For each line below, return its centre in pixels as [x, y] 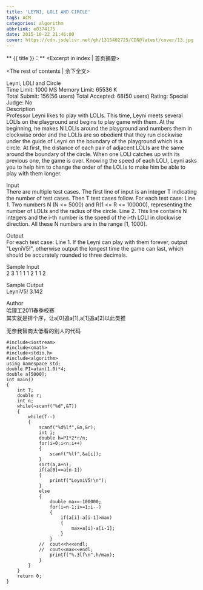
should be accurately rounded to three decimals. [67, 255]
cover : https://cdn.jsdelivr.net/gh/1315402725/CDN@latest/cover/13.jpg [100, 40]
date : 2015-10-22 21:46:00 [40, 35]
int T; [25, 390]
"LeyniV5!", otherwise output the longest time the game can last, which [95, 249]
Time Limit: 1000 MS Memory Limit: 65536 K [62, 90]
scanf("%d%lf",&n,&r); [67, 427]
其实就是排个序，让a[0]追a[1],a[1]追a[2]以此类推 [66, 318]
